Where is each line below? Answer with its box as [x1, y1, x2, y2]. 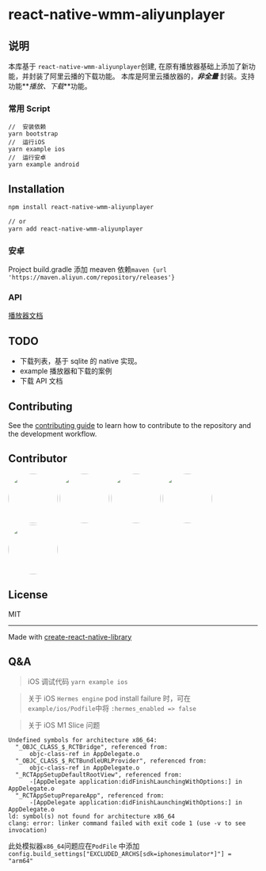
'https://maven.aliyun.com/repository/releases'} [8, 273, 176, 282]
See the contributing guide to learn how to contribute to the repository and [8, 420, 252, 430]
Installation [8, 182, 65, 196]
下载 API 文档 [19, 376, 63, 386]
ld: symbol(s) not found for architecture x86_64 [8, 812, 176, 821]
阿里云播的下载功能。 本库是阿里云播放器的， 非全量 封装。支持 [49, 71, 255, 81]
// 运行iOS [8, 139, 45, 147]
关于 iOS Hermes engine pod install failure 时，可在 [27, 693, 192, 703]
